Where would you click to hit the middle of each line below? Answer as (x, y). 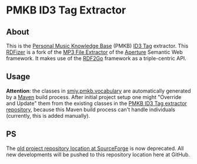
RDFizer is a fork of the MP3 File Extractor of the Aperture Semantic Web (94, 52)
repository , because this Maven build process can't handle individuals (91, 110)
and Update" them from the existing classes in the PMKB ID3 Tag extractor (96, 103)
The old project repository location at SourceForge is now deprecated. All (95, 148)
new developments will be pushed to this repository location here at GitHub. (98, 154)
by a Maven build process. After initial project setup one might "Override (94, 97)
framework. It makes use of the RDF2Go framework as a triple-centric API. (96, 58)
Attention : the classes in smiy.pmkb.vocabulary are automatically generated (98, 91)
